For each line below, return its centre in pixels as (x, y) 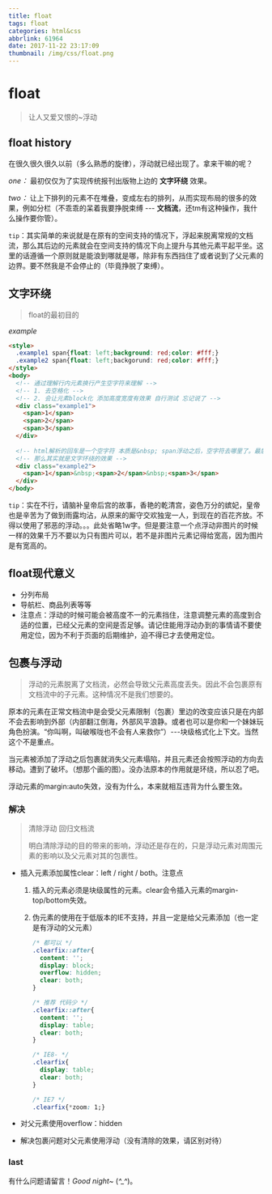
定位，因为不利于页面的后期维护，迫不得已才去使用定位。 (123, 635)
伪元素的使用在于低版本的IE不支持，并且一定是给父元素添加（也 (138, 917)
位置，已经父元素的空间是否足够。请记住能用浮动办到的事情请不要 (144, 625)
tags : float (28, 23)
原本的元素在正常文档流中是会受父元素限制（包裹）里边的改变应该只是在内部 (136, 711)
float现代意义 (42, 574)
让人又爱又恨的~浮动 (63, 117)
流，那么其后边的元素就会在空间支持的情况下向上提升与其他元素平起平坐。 (132, 245)
